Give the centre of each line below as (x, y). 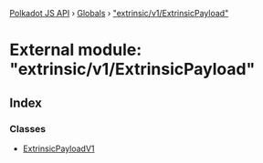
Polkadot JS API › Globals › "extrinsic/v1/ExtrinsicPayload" (119, 13)
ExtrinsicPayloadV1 (58, 148)
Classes (28, 128)
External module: (76, 50)
